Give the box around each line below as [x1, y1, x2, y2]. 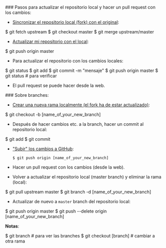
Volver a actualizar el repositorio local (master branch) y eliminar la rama [12, 174, 162, 180]
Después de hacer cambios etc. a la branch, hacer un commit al [12, 121, 144, 127]
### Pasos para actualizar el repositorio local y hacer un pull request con [5, 4, 156, 10]
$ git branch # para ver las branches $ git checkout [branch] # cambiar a [5, 233, 156, 239]
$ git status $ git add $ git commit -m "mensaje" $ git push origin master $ [5, 67, 159, 73]
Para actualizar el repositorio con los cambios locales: [12, 58, 124, 64]
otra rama [5, 238, 25, 244]
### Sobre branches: [5, 92, 49, 98]
